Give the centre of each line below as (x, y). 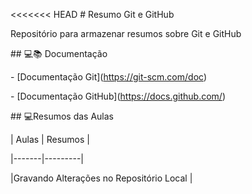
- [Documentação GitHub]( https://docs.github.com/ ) (118, 96)
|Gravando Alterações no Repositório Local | (101, 178)
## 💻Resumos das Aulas (62, 116)
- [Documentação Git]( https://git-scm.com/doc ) (108, 77)
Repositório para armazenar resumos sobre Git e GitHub (126, 33)
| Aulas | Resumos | (50, 139)
